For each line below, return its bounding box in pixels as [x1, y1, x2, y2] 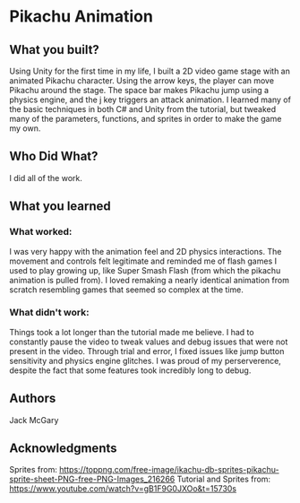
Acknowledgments [9, 441, 118, 455]
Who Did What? [9, 149, 99, 164]
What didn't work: [9, 307, 90, 319]
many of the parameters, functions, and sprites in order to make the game [9, 114, 282, 124]
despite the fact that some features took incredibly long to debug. [9, 365, 252, 376]
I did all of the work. [9, 172, 83, 183]
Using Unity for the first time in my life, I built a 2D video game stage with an [9, 65, 291, 76]
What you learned [9, 199, 112, 214]
